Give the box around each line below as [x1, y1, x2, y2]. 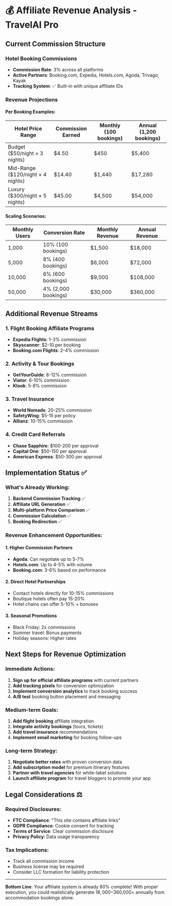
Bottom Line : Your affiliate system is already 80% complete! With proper [5, 884, 159, 890]
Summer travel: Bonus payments [12, 630, 82, 636]
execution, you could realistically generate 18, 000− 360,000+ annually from [5, 889, 165, 895]
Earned [62, 132, 80, 138]
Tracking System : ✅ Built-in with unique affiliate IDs [12, 83, 123, 89]
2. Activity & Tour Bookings [5, 360, 75, 367]
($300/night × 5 [8, 192, 47, 199]
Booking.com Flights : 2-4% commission [12, 347, 99, 353]
